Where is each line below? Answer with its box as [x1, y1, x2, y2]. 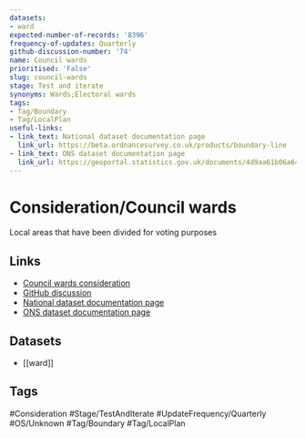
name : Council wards [9, 56, 88, 65]
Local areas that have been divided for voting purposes [9, 227, 217, 238]
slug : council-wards [9, 73, 88, 82]
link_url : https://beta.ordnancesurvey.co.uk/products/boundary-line [17, 141, 287, 150]
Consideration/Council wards [9, 197, 237, 217]
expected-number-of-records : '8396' [9, 30, 148, 39]
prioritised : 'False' [9, 65, 92, 74]
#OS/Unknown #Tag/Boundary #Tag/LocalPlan [9, 417, 186, 429]
